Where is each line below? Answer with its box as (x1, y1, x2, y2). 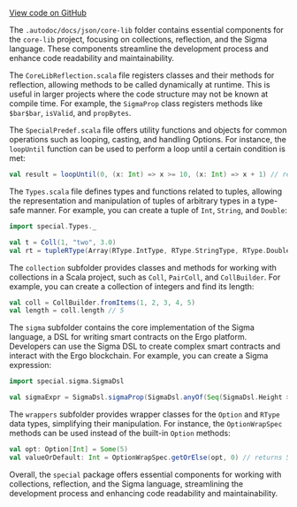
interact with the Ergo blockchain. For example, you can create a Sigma (9, 350, 269, 361)
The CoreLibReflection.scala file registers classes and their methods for (9, 70, 275, 81)
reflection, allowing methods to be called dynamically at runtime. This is (9, 80, 270, 89)
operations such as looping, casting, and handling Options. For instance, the (9, 134, 287, 144)
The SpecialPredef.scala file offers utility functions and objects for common (9, 125, 287, 135)
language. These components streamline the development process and (9, 43, 269, 54)
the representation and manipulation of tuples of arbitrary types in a (9, 195, 256, 206)
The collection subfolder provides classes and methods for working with (9, 262, 277, 273)
